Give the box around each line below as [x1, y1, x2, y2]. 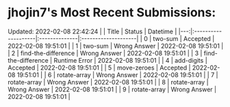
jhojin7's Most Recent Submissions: [8, 5, 216, 20]
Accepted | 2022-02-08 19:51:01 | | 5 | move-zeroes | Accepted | [8, 63, 191, 72]
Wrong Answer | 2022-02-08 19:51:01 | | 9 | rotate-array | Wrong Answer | [8, 85, 217, 93]
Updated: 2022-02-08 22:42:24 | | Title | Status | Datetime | [8, 27, 177, 35]
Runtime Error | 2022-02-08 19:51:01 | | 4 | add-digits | [53, 56, 207, 64]
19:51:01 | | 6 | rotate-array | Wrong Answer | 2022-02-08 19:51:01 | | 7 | [16, 70, 218, 79]
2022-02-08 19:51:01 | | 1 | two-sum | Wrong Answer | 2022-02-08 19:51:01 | [8, 42, 224, 50]
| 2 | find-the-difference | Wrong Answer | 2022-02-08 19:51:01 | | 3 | [8, 49, 203, 57]
